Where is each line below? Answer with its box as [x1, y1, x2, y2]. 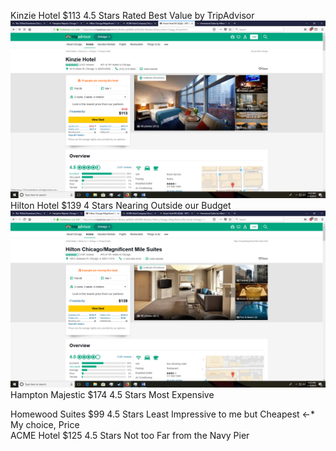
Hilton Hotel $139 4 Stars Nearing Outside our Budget [10, 199, 232, 211]
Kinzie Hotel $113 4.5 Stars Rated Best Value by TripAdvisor [10, 10, 255, 21]
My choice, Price [10, 419, 80, 430]
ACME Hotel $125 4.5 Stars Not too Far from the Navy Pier [10, 430, 250, 441]
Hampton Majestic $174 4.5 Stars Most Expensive [10, 389, 215, 400]
